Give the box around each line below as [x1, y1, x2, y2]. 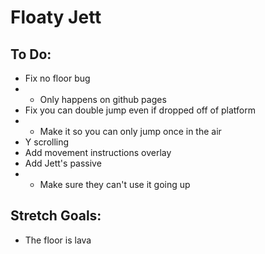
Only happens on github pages [39, 94, 167, 105]
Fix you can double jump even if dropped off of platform [24, 104, 257, 116]
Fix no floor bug [24, 72, 91, 84]
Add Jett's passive [24, 157, 102, 169]
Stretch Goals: [10, 207, 102, 225]
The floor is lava [24, 234, 92, 246]
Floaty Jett [10, 6, 102, 29]
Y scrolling [24, 136, 70, 148]
